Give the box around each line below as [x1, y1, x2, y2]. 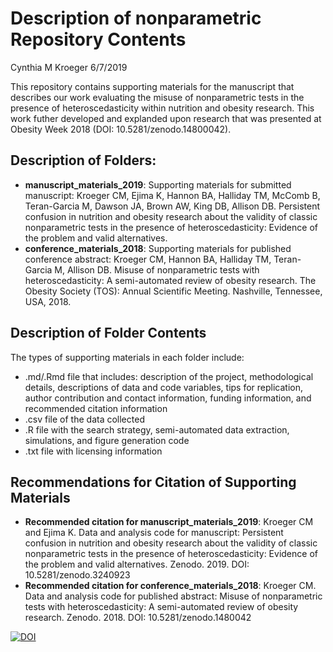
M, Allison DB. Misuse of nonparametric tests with [54, 263, 260, 276]
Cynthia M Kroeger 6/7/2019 [10, 61, 128, 73]
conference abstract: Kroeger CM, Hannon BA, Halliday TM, [24, 253, 272, 265]
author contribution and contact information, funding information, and [24, 392, 312, 404]
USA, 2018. [24, 295, 72, 307]
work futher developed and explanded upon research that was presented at [10, 112, 322, 124]
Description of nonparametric [10, 7, 262, 30]
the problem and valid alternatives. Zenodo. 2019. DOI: [24, 558, 250, 571]
